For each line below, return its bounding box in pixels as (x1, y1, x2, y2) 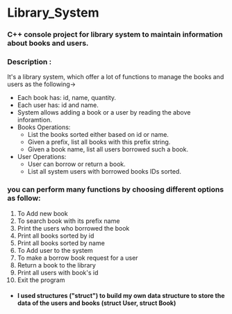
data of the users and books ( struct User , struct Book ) (17, 299, 176, 307)
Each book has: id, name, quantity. (17, 94, 117, 102)
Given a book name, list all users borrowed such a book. (27, 145, 189, 154)
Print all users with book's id (17, 268, 99, 276)
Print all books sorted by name (17, 238, 106, 247)
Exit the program (17, 276, 65, 284)
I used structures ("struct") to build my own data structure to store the (17, 292, 225, 300)
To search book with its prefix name (17, 217, 120, 225)
